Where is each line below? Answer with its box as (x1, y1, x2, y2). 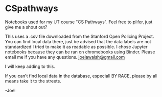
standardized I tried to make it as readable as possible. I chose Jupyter (5, 44, 148, 49)
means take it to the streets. (5, 78, 61, 84)
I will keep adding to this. (5, 64, 55, 69)
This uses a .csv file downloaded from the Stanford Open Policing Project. (5, 33, 154, 39)
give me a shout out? (5, 24, 47, 30)
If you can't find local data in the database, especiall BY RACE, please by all (5, 73, 158, 79)
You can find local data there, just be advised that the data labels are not (5, 38, 151, 44)
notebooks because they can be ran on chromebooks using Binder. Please (5, 49, 155, 55)
